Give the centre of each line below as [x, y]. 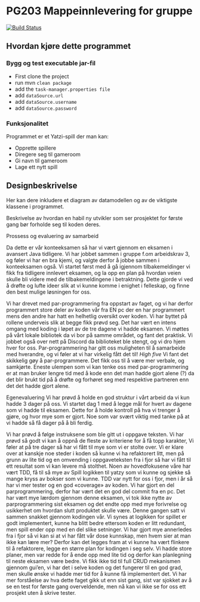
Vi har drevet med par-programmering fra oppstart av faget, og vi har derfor [100, 303]
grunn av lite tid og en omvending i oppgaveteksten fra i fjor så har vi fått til [99, 459]
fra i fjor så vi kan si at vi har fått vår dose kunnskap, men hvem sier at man [99, 536]
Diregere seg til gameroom [47, 154]
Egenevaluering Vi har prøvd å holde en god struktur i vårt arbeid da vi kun [98, 397]
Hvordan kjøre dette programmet [69, 46]
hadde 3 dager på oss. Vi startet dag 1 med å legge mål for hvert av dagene [99, 403]
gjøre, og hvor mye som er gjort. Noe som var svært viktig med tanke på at [98, 416]
